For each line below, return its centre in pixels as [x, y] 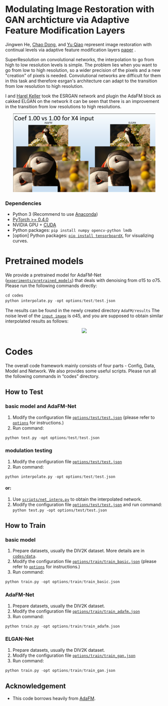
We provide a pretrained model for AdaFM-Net [53, 275]
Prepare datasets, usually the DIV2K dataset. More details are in [78, 551]
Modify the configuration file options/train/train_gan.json [74, 655]
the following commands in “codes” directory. [52, 376]
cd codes [14, 296]
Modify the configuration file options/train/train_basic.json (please [85, 561]
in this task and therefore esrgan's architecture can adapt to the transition [81, 81]
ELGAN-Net [20, 639]
